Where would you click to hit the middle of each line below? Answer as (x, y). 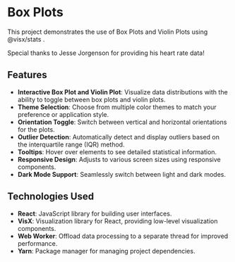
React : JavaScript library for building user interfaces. (95, 213)
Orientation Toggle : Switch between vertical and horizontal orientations (122, 122)
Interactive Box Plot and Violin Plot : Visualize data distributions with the (122, 92)
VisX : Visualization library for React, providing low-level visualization (117, 221)
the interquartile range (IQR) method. (71, 144)
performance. (37, 243)
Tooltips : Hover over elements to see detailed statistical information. (117, 151)
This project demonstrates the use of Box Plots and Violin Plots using (108, 32)
